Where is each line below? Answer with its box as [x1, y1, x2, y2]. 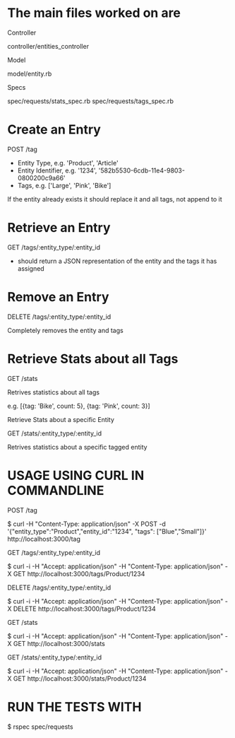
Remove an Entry [7, 289, 109, 305]
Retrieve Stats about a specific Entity [7, 415, 115, 423]
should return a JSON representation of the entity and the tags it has [17, 257, 217, 265]
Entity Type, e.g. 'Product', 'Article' [17, 158, 119, 167]
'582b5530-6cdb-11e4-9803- [98, 166, 186, 175]
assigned [17, 264, 44, 273]
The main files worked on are [7, 5, 181, 21]
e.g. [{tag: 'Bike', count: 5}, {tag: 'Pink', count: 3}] [7, 402, 150, 410]
